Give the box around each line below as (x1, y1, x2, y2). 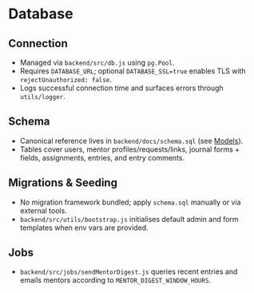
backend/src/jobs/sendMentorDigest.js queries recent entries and (19, 267, 238, 276)
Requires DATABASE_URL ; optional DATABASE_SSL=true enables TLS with (19, 66, 246, 76)
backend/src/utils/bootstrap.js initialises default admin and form (19, 214, 239, 224)
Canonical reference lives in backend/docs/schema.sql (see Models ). (19, 136, 244, 145)
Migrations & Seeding (8, 176, 118, 190)
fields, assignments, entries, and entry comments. (19, 152, 185, 162)
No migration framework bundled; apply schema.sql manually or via (19, 197, 241, 207)
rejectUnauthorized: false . (19, 75, 112, 84)
